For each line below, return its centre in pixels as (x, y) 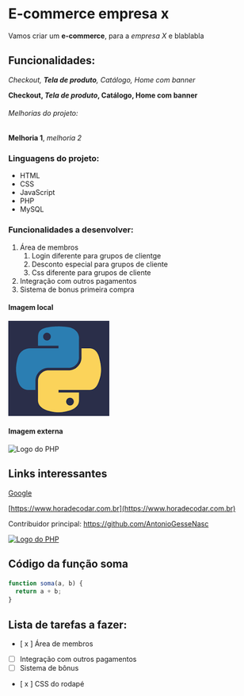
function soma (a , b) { (46, 583)
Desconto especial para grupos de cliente (100, 264)
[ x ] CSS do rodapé (52, 684)
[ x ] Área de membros (56, 644)
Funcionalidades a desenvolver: (71, 230)
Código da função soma (68, 564)
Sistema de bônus (49, 668)
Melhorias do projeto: (43, 113)
